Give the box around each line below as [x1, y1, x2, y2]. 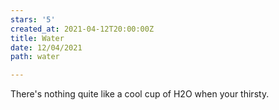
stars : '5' [10, 14, 56, 25]
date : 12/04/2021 [10, 42, 83, 53]
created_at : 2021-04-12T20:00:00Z [10, 24, 155, 34]
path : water [10, 52, 60, 62]
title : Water [10, 33, 65, 43]
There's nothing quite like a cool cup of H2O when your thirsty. [10, 88, 270, 100]
